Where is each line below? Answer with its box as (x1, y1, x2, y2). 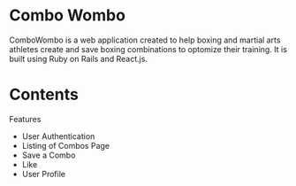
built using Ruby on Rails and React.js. (9, 53, 148, 64)
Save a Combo (21, 150, 76, 160)
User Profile (21, 168, 66, 179)
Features (9, 113, 42, 124)
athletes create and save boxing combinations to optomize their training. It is (9, 43, 287, 54)
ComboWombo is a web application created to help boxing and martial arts (9, 35, 281, 45)
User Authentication (21, 130, 95, 142)
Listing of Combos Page (21, 140, 110, 151)
